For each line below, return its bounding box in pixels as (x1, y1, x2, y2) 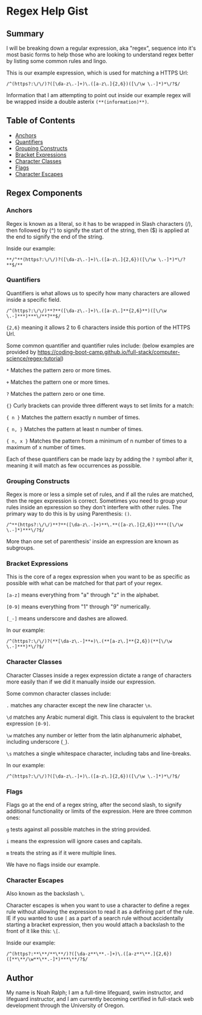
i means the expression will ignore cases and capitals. (6, 837, 143, 844)
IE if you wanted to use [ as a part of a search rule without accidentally (6, 915, 184, 922)
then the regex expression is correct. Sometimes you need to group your (6, 497, 188, 504)
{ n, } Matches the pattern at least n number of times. (6, 425, 144, 432)
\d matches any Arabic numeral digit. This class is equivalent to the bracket (6, 713, 195, 721)
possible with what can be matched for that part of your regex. (6, 580, 163, 587)
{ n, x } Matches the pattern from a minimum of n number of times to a (6, 437, 187, 444)
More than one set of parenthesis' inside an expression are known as (6, 538, 179, 545)
